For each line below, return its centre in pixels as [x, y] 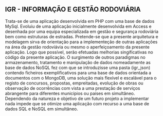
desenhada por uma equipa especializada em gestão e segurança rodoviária [82, 31]
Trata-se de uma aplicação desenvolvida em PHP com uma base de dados [80, 21]
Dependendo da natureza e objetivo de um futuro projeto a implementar [77, 99]
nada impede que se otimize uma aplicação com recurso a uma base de [77, 103]
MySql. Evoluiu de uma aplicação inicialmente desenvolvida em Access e [78, 26]
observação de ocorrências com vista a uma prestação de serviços [72, 88]
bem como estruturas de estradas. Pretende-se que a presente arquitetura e [82, 36]
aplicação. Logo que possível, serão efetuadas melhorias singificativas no [79, 52]
